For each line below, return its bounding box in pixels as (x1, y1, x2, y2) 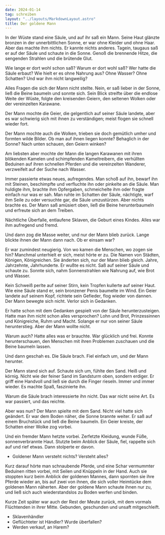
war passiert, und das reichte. (5, 399, 66, 405)
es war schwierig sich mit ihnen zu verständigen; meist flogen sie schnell (5, 116, 154, 122)
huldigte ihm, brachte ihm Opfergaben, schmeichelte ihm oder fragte (5, 186, 144, 193)
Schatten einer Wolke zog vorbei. (5, 424, 73, 430)
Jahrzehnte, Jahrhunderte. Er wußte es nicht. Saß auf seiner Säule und (5, 262, 149, 268)
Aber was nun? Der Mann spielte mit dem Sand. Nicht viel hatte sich (5, 408, 143, 414)
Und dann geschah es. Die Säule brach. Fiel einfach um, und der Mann (5, 353, 149, 359)
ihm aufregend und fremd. (5, 222, 59, 228)
